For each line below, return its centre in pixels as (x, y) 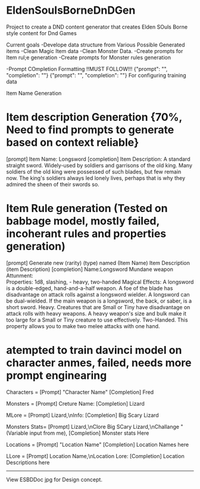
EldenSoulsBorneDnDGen (71, 10)
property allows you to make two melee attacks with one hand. (83, 326)
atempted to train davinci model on (94, 350)
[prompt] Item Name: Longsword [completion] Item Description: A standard (98, 159)
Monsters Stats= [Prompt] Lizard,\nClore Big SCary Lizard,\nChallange (93, 426)
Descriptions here (28, 462)
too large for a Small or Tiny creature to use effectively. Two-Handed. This (97, 320)
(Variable (17, 433)
